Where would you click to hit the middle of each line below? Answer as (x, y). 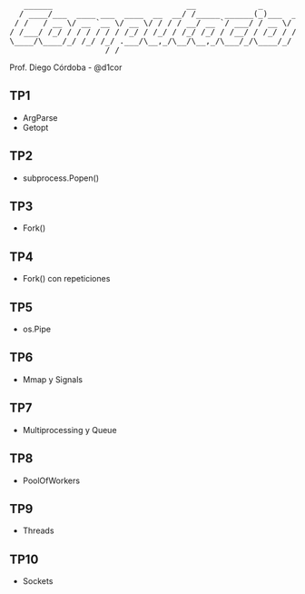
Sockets (38, 581)
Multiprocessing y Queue (69, 430)
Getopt (35, 127)
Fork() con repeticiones (66, 279)
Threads (38, 530)
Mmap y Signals (53, 379)
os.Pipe (37, 329)
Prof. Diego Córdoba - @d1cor (66, 67)
